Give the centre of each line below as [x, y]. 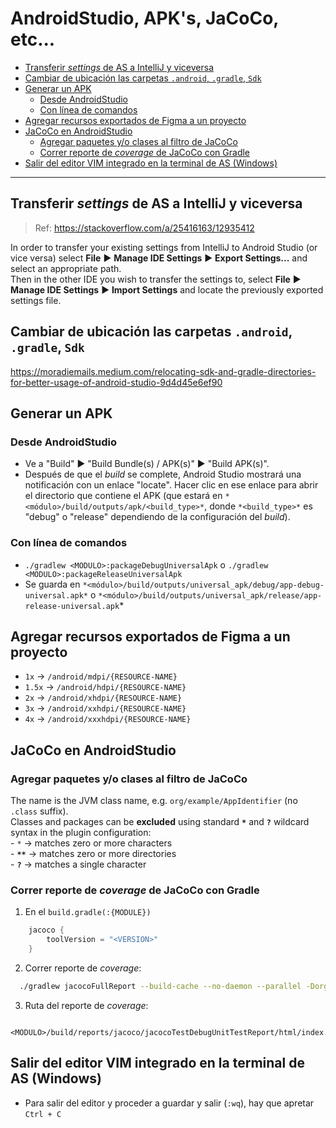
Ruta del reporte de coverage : [86, 1005]
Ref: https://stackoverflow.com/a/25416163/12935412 [144, 228]
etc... [33, 39]
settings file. [36, 300]
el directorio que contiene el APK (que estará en [123, 496]
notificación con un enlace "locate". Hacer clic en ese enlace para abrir [171, 485]
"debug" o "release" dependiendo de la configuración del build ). [157, 517]
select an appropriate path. [66, 268]
